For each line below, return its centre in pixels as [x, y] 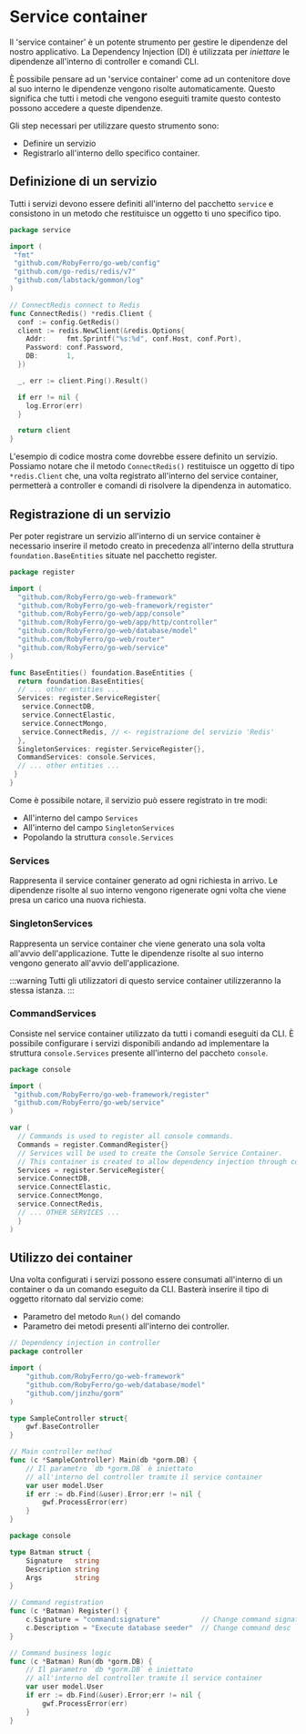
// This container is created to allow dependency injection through [152, 1162]
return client [44, 431]
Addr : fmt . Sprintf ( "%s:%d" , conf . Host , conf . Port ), [134, 339]
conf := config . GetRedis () [69, 322]
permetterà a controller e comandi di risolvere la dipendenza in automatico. [150, 485]
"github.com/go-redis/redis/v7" [75, 272]
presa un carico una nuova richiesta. [78, 900]
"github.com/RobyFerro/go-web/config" [87, 263]
